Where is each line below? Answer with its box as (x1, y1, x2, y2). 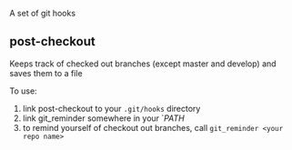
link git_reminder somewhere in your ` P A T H (22, 113, 185, 124)
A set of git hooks (9, 8, 76, 18)
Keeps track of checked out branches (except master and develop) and (9, 58, 277, 69)
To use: (9, 85, 38, 96)
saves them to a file (9, 67, 84, 78)
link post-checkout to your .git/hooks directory (22, 103, 201, 114)
